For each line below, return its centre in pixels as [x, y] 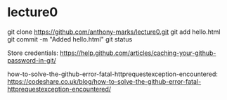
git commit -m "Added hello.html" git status [70, 39]
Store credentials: [33, 53]
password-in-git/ [32, 60]
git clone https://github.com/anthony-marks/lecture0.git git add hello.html [114, 32]
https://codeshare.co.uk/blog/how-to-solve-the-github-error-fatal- [104, 81]
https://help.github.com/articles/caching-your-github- [138, 53]
